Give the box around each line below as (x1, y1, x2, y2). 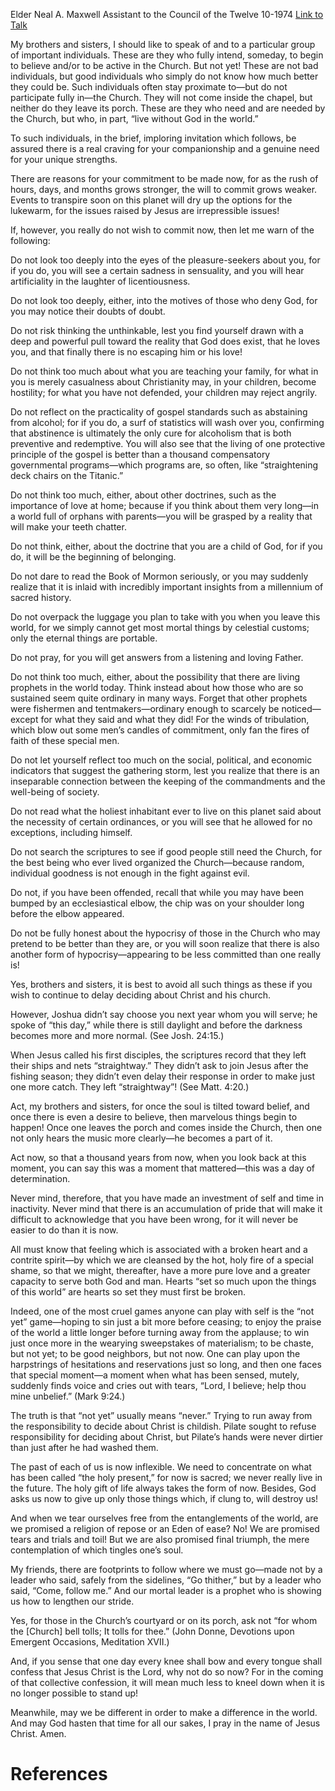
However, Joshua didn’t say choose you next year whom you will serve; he (10, 1009, 318, 1020)
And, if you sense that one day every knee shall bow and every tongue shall (10, 1655, 323, 1667)
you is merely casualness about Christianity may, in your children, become (10, 376, 317, 388)
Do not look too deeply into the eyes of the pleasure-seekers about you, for (10, 254, 321, 266)
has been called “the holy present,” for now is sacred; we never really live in (10, 1472, 323, 1483)
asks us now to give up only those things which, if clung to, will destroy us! (10, 1493, 319, 1504)
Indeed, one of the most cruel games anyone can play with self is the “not (10, 1305, 315, 1317)
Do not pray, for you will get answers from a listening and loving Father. (10, 652, 304, 663)
